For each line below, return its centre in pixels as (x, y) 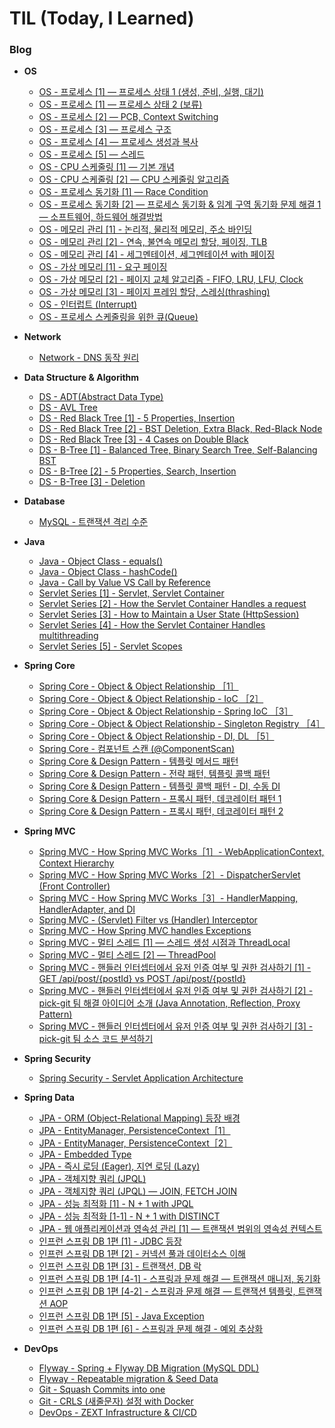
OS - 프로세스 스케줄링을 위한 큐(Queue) (118, 317)
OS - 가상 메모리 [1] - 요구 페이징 (103, 267)
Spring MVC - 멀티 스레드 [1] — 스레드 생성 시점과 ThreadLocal (164, 943)
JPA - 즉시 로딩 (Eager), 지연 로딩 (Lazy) (119, 1166)
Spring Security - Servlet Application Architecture (141, 1078)
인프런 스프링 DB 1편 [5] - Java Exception (121, 1316)
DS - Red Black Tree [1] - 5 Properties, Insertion (137, 418)
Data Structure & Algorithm (81, 378)
